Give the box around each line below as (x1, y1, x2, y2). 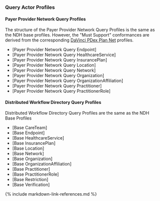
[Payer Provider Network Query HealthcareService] (12, 52, 116, 58)
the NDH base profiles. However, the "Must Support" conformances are (5, 32, 150, 38)
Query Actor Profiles (5, 4, 55, 11)
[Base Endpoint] (12, 130, 45, 136)
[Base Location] (12, 145, 45, 151)
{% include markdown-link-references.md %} (5, 191, 97, 197)
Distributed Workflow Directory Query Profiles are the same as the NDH (5, 110, 149, 116)
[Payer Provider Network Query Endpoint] (12, 47, 96, 53)
